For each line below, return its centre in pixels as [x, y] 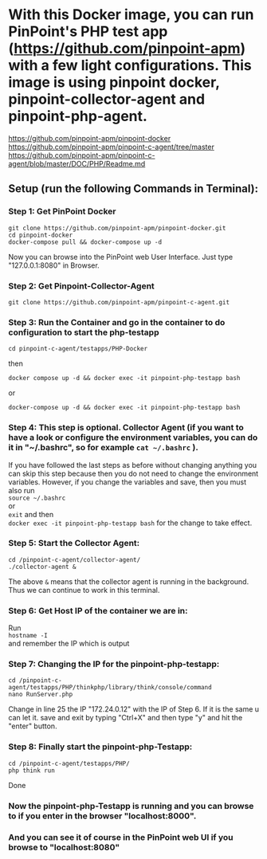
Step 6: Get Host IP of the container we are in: [98, 610]
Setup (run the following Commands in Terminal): [133, 189]
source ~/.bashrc [37, 498]
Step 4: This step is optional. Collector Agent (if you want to [126, 428]
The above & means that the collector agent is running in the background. [129, 581]
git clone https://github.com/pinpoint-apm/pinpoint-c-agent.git [119, 302]
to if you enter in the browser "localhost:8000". [102, 816]
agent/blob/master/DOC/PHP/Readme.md [77, 163]
